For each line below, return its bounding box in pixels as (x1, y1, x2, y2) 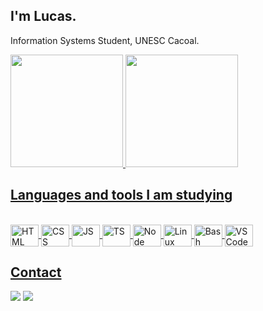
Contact (10, 264, 62, 281)
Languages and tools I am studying (10, 187, 233, 204)
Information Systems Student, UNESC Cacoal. (10, 34, 200, 46)
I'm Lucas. (10, 8, 77, 25)
